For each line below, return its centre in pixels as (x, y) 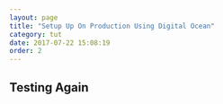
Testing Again (49, 87)
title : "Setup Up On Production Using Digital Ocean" (112, 26)
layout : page (34, 17)
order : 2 (26, 51)
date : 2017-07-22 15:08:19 (60, 43)
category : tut (36, 34)
